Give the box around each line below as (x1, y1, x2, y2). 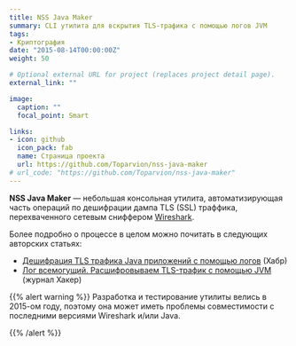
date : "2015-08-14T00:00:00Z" (9, 46, 121, 55)
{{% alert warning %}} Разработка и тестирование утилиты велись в (9, 291, 268, 302)
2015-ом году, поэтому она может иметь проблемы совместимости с (9, 301, 275, 311)
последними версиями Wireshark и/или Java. (9, 310, 181, 320)
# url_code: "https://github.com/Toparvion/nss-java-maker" (9, 168, 237, 177)
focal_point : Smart (17, 111, 90, 120)
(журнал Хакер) (21, 274, 82, 285)
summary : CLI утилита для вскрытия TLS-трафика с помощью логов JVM (9, 21, 268, 30)
